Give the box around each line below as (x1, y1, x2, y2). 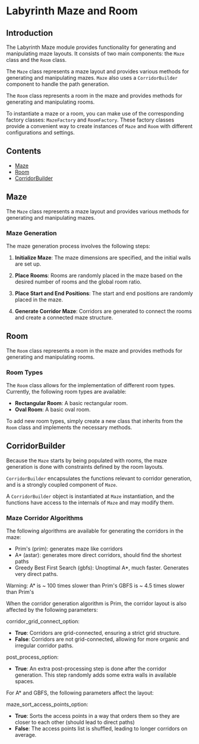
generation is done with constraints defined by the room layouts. (6, 463, 165, 470)
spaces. (14, 678, 34, 685)
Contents (6, 146, 42, 156)
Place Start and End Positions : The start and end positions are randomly (14, 289, 193, 297)
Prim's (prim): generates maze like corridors (14, 545, 123, 552)
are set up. (14, 260, 42, 267)
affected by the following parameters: (6, 606, 98, 614)
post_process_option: (6, 653, 59, 661)
